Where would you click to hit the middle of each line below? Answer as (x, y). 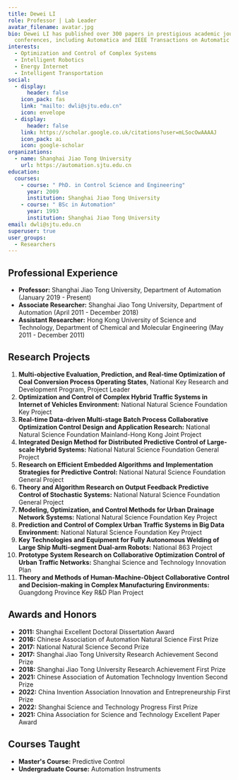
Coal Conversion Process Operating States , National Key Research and (123, 382)
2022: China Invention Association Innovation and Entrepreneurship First (124, 692)
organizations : (30, 152)
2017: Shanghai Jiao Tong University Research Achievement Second (118, 654)
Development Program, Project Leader (74, 389)
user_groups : (27, 238)
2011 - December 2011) (52, 335)
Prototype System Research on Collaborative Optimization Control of (121, 555)
